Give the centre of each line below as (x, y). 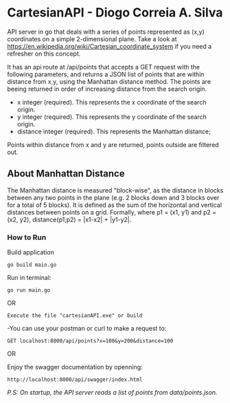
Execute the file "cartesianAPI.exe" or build (75, 316)
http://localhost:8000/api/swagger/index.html (75, 380)
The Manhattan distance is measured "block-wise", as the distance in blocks (115, 190)
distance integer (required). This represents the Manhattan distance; (114, 131)
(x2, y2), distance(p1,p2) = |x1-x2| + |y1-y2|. (69, 219)
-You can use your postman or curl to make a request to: (87, 329)
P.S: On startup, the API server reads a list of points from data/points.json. (112, 393)
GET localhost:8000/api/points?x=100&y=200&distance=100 (90, 341)
